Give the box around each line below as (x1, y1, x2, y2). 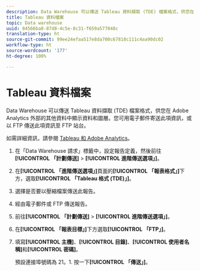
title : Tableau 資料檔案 (6, 14, 64, 20)
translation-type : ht (6, 31, 60, 37)
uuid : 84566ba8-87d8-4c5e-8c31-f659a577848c (6, 25, 118, 32)
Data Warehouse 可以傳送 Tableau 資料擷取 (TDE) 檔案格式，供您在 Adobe (6, 107, 189, 114)
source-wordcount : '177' (6, 48, 68, 54)
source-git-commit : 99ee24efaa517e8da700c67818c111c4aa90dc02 (6, 36, 164, 42)
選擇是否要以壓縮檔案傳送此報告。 (14, 187, 99, 195)
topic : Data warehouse (6, 20, 62, 26)
